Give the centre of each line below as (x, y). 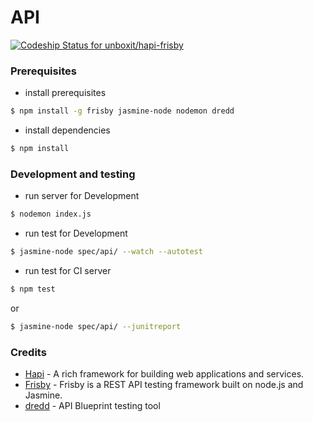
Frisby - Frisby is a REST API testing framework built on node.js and (164, 385)
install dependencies (67, 130)
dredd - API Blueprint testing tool (92, 406)
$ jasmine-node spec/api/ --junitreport (96, 326)
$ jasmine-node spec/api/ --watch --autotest (106, 252)
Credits (28, 352)
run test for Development (76, 233)
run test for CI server (68, 271)
